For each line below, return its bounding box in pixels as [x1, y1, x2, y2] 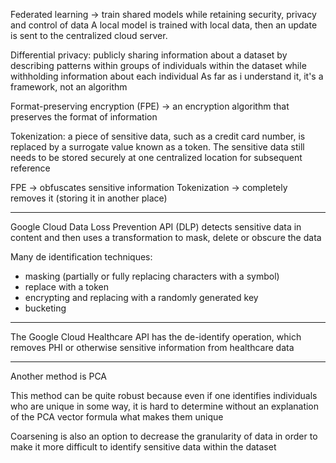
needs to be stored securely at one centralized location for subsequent [10, 152, 303, 163]
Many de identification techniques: [10, 251, 153, 263]
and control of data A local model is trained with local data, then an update [10, 19, 318, 31]
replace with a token [24, 281, 110, 293]
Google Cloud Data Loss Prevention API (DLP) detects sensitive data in [10, 221, 302, 233]
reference [10, 162, 51, 174]
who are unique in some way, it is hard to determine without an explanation [10, 400, 320, 412]
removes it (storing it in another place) [10, 192, 168, 204]
